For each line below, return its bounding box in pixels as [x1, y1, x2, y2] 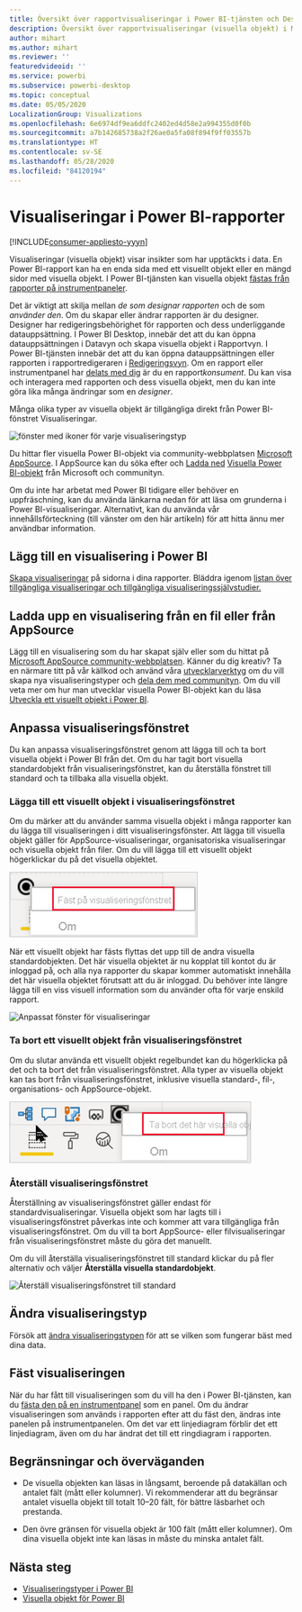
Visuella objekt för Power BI [22, 1593, 125, 1604]
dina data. [9, 1339, 47, 1350]
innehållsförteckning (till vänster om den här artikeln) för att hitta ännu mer [9, 513, 285, 524]
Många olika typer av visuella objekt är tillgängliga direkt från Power [9, 403, 261, 414]
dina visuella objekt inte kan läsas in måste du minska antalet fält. [22, 1534, 264, 1544]
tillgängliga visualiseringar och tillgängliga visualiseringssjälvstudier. [9, 582, 262, 593]
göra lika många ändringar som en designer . [9, 385, 173, 396]
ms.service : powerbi [9, 72, 87, 81]
